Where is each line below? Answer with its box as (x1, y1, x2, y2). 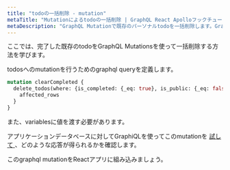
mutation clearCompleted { (7, 79, 84, 86)
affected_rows (19, 91, 60, 99)
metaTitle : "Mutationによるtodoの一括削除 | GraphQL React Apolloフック (7, 16, 207, 23)
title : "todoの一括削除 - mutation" (7, 10, 107, 17)
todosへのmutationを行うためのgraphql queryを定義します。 (7, 66, 177, 74)
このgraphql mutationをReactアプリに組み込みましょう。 (7, 155, 167, 163)
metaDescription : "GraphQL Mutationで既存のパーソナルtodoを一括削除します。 (7, 23, 215, 29)
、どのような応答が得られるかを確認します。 (14, 141, 140, 149)
